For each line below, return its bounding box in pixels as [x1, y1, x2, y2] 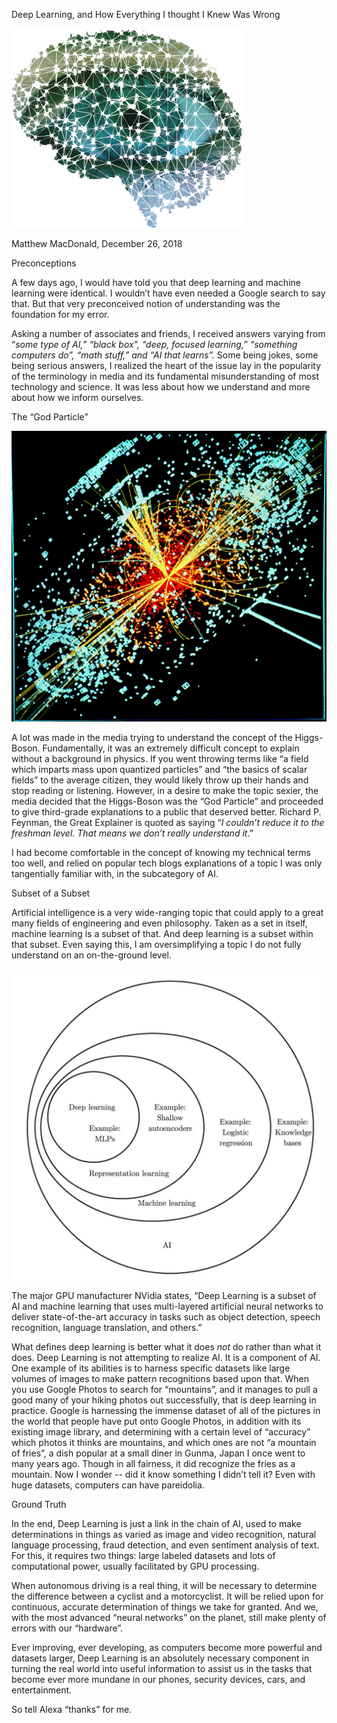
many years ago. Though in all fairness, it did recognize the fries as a [11, 1457, 296, 1469]
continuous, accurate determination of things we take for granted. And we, [11, 1600, 319, 1613]
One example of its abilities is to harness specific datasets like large [11, 1362, 291, 1374]
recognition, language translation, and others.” [11, 1321, 203, 1333]
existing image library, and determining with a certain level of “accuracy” [11, 1425, 311, 1438]
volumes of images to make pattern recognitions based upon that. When [11, 1372, 310, 1384]
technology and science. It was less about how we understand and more [11, 381, 311, 393]
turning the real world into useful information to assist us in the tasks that [11, 1662, 313, 1674]
